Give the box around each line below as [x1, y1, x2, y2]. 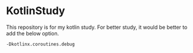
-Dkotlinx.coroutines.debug [6, 41, 75, 47]
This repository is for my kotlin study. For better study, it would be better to [6, 24, 188, 31]
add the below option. [6, 29, 59, 37]
